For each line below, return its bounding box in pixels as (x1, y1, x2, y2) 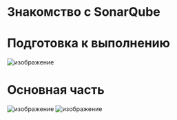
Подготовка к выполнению (7, 36, 170, 51)
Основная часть (7, 82, 105, 98)
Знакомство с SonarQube (7, 4, 160, 20)
